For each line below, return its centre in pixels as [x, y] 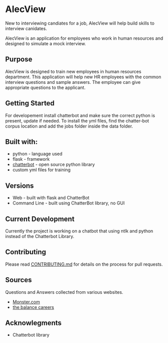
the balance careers [33, 307]
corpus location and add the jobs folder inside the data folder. [69, 126]
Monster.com [26, 302]
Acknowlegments [33, 323]
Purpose [19, 60]
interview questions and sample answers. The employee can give [73, 82]
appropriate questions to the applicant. [45, 87]
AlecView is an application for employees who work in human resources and [84, 38]
